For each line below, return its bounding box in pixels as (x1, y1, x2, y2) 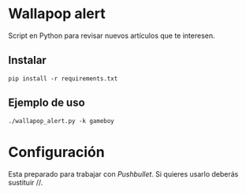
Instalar (8, 54, 47, 67)
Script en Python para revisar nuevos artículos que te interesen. (8, 31, 215, 40)
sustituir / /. (8, 177, 43, 187)
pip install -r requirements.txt (8, 74, 118, 83)
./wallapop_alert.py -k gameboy (8, 117, 114, 125)
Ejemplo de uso (8, 96, 85, 110)
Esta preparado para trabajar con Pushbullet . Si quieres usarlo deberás (8, 169, 239, 178)
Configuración (8, 143, 105, 161)
